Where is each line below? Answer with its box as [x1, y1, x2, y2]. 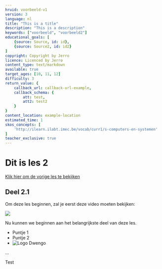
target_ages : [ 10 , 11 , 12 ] [5, 72, 61, 77]
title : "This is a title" [5, 21, 58, 26]
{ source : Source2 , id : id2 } [14, 44, 72, 49]
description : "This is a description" [5, 26, 85, 31]
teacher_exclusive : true [5, 136, 56, 141]
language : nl [5, 16, 32, 21]
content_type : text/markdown [5, 62, 65, 67]
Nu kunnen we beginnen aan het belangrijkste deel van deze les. [5, 220, 137, 225]
